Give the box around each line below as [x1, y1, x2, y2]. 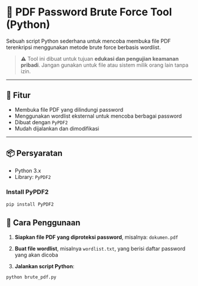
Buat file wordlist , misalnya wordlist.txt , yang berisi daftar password [14, 245, 186, 252]
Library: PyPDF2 [14, 173, 51, 180]
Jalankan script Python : [14, 262, 75, 269]
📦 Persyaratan [6, 148, 63, 158]
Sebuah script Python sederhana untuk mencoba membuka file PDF [6, 37, 171, 44]
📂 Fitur [6, 90, 31, 100]
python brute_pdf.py [6, 274, 57, 280]
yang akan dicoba [14, 251, 58, 258]
